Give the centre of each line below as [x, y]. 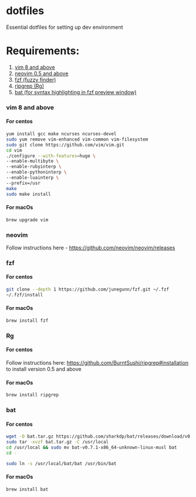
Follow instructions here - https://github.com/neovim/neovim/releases [91, 248]
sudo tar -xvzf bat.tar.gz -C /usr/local [58, 442]
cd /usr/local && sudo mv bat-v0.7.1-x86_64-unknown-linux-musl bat [92, 447]
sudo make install [28, 194]
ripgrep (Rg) [29, 86]
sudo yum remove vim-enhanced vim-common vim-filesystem [77, 139]
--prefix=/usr [23, 183]
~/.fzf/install [25, 295]
